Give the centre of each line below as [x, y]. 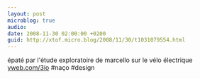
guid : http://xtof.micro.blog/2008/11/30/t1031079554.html [96, 40]
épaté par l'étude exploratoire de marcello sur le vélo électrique [100, 60]
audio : [17, 27]
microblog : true [31, 20]
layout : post [27, 14]
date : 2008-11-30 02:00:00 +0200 [57, 34]
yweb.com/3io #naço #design [51, 68]
